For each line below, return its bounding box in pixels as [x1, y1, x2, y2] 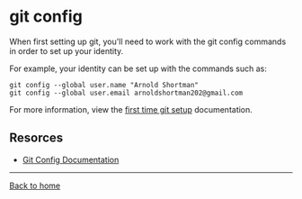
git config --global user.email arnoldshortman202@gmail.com [9, 88, 244, 97]
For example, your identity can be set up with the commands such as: [9, 63, 267, 74]
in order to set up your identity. [9, 45, 124, 56]
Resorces [9, 131, 64, 146]
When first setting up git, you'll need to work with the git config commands [9, 36, 287, 47]
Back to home [9, 180, 61, 191]
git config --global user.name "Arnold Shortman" [9, 80, 200, 89]
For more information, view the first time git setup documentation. [9, 104, 253, 114]
